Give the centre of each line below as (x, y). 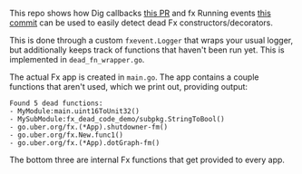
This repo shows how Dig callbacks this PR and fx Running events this (141, 13)
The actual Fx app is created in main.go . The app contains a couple (134, 77)
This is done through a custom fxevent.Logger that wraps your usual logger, (151, 40)
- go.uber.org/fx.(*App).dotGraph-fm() (85, 143)
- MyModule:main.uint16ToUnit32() (75, 111)
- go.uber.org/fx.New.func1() (67, 135)
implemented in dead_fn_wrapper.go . (77, 59)
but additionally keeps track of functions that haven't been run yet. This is (147, 50)
